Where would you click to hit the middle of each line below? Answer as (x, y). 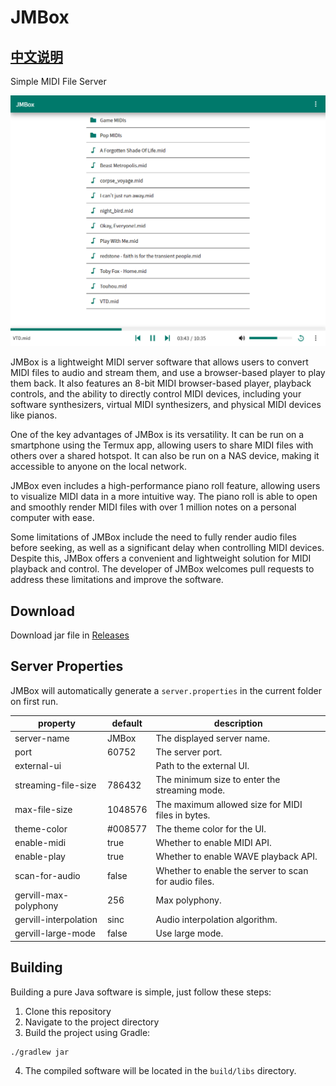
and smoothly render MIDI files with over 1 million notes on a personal (153, 507)
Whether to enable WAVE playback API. (236, 857)
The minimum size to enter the (218, 780)
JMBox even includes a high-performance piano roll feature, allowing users (165, 486)
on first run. (34, 701)
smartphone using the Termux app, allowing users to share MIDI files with (162, 445)
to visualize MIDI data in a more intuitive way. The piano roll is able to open (164, 497)
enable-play (40, 857)
